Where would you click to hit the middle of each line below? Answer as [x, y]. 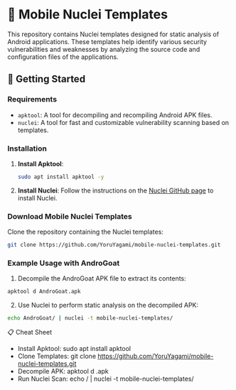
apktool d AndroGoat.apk [44, 292]
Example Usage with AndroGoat [64, 263]
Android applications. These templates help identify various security [107, 41]
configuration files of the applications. [63, 57]
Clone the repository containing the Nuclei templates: [85, 232]
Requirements [32, 99]
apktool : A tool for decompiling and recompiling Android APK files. [115, 115]
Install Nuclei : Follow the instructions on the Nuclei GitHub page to [116, 190]
